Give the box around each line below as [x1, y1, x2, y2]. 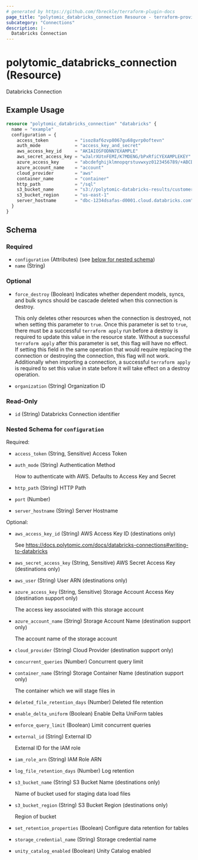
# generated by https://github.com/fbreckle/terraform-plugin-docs [6, 8, 176, 15]
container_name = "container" [16, 175, 110, 182]
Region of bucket [14, 813, 57, 820]
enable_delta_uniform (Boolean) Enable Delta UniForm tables [14, 710, 163, 717]
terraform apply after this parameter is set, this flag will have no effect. [14, 339, 188, 346]
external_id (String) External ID [14, 733, 92, 740]
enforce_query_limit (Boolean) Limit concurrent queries [14, 721, 151, 729]
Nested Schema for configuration [6, 425, 104, 433]
